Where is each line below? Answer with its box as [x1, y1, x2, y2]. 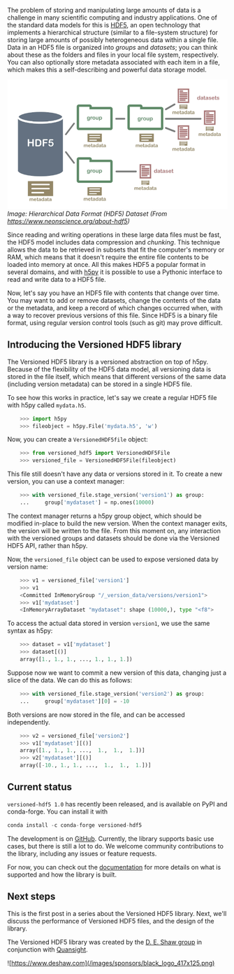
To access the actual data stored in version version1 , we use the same [7, 619, 210, 628]
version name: [7, 562, 49, 570]
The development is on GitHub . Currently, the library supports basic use [7, 834, 214, 843]
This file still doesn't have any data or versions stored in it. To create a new [7, 469, 223, 479]
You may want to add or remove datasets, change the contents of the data [7, 296, 221, 304]
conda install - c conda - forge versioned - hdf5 [7, 821, 142, 829]
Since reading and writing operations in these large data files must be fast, [7, 231, 221, 239]
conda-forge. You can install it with [7, 807, 108, 816]
